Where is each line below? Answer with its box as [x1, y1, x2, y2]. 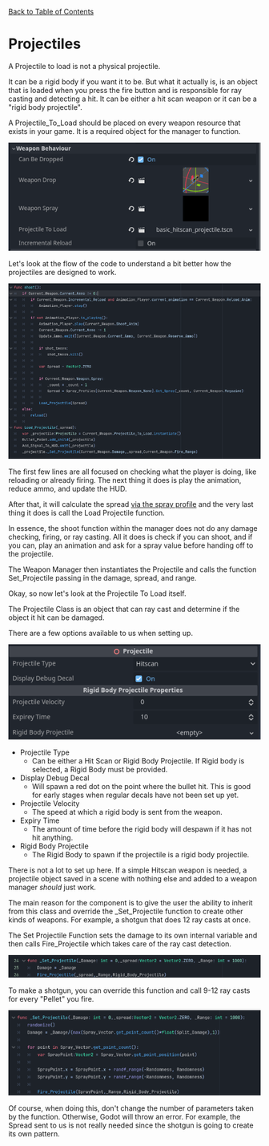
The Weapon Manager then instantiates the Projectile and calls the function [8, 565, 257, 574]
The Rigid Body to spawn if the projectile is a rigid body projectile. [31, 850, 250, 860]
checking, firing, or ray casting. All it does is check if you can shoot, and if [8, 533, 253, 542]
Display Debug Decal [19, 773, 90, 783]
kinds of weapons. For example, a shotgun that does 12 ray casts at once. [8, 915, 251, 925]
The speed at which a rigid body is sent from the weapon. [31, 808, 223, 817]
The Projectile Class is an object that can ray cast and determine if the [8, 605, 240, 614]
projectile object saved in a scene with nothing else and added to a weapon [8, 874, 258, 884]
